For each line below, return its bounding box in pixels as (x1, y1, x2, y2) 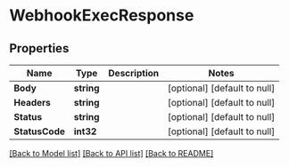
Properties (9, 41, 70, 56)
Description (108, 68, 159, 79)
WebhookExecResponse (9, 5, 194, 26)
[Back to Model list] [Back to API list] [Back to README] (9, 148, 214, 158)
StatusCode (13, 125, 65, 138)
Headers (13, 97, 52, 108)
